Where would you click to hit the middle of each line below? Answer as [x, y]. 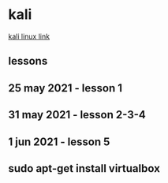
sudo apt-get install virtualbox [84, 168]
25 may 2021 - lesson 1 [65, 88]
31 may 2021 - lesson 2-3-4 [77, 115]
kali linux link [29, 36]
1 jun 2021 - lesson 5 [59, 142]
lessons [28, 61]
